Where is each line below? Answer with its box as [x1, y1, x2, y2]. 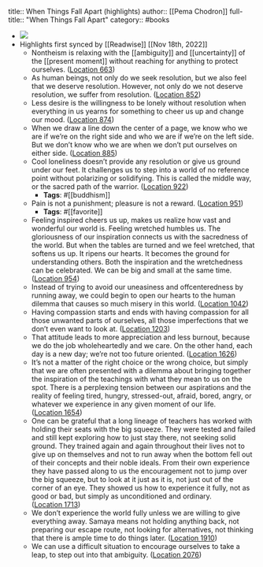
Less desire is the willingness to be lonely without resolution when [31, 98, 246, 107]
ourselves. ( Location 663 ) [31, 65, 116, 74]
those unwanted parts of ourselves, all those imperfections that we [31, 316, 249, 325]
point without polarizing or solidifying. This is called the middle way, [31, 173, 252, 183]
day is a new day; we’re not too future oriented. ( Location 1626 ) [31, 350, 238, 358]
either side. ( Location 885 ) [31, 149, 118, 157]
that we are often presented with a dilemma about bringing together [31, 366, 251, 375]
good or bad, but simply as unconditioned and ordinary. [31, 491, 213, 501]
